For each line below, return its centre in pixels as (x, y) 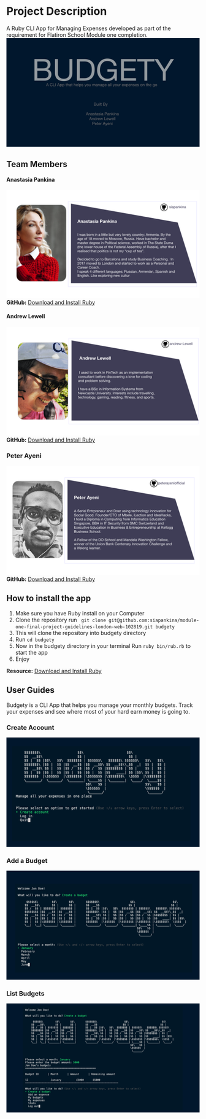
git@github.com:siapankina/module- (154, 620)
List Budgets (25, 993)
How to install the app (49, 598)
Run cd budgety (35, 639)
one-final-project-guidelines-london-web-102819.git (84, 627)
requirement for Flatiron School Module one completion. (77, 34)
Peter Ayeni (24, 456)
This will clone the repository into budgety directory (81, 633)
